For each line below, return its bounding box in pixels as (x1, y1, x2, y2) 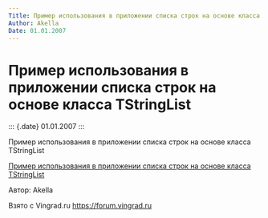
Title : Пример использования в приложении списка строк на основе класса (8, 11, 261, 20)
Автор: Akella (8, 185, 54, 195)
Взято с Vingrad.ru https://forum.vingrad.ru (8, 201, 152, 211)
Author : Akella (8, 19, 59, 27)
